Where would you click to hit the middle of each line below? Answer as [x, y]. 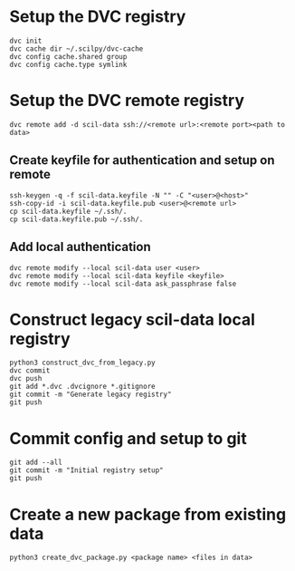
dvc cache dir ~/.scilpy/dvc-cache [76, 48]
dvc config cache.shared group [68, 56]
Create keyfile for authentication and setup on [142, 160]
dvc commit [30, 371]
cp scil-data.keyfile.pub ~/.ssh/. [76, 219]
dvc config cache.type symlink [68, 64]
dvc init [26, 41]
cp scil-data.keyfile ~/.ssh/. [68, 211]
